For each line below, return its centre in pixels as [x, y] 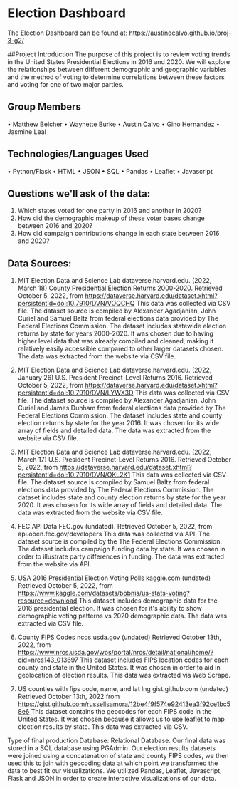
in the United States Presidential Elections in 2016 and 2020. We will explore [119, 61]
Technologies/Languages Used [78, 154]
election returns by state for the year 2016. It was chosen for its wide [118, 423]
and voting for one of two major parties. [66, 84]
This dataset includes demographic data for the [148, 601]
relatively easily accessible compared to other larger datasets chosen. [121, 349]
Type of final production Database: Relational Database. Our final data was [117, 741]
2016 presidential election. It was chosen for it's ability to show [110, 608]
